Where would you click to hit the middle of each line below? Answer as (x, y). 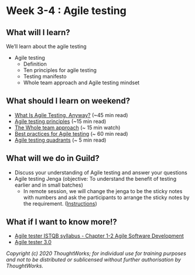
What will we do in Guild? (53, 158)
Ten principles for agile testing (60, 70)
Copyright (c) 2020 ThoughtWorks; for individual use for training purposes (96, 253)
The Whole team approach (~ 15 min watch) (67, 128)
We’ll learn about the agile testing (46, 46)
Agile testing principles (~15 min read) (60, 121)
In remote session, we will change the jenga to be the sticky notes (103, 191)
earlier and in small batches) (49, 185)
